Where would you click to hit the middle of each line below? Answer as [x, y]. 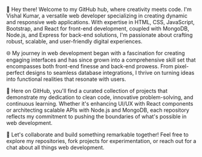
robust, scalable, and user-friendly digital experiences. [74, 41]
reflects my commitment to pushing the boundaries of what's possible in [96, 117]
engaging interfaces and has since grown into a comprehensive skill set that [101, 60]
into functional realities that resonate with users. [66, 79]
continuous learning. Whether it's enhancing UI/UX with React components [100, 104]
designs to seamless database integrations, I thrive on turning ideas [110, 73]
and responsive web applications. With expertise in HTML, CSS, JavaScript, [100, 22]
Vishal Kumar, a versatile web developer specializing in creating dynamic [97, 16]
